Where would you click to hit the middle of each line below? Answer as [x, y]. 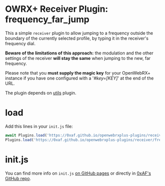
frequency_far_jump [47, 19]
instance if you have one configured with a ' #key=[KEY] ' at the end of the [79, 78]
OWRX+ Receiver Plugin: [57, 9]
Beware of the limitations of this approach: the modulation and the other [79, 53]
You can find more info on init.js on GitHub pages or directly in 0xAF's [78, 173]
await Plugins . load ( [26, 135]
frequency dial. [20, 43]
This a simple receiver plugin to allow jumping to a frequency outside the [79, 33]
